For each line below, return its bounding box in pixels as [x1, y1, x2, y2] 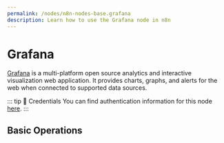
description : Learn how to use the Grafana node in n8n [7, 17, 171, 23]
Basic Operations [7, 124, 83, 136]
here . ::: [7, 104, 29, 113]
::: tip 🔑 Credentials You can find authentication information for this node [7, 97, 212, 106]
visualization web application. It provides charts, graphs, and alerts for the [7, 77, 218, 85]
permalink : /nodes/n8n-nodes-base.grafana [7, 10, 131, 17]
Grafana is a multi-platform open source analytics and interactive [7, 69, 192, 77]
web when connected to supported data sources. [7, 84, 147, 92]
